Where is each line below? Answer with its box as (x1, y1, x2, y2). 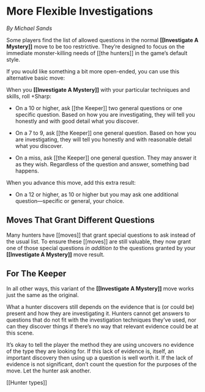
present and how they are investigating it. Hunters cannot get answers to (6, 309, 190, 317)
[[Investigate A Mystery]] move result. (6, 251, 105, 258)
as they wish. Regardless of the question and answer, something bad (15, 160, 190, 168)
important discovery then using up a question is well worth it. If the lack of (6, 353, 193, 361)
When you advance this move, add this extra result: (6, 179, 136, 186)
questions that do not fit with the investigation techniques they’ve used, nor (6, 316, 197, 324)
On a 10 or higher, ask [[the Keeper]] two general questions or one (15, 104, 182, 111)
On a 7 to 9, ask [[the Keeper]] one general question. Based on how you (15, 129, 197, 136)
